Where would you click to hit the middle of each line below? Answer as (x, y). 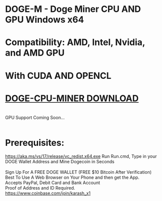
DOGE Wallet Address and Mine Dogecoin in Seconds (60, 162)
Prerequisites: (35, 143)
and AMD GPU (35, 53)
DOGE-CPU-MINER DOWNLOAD (72, 98)
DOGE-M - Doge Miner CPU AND (73, 9)
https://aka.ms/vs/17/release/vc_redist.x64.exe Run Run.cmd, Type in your (81, 156)
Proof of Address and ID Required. (40, 188)
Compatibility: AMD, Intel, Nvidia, (75, 42)
